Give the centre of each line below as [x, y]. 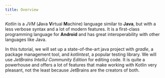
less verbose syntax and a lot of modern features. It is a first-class [72, 29]
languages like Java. [26, 39]
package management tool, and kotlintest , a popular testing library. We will [81, 54]
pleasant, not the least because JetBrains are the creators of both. [72, 70]
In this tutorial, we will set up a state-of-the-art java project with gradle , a [79, 49]
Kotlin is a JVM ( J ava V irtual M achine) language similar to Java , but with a [81, 24]
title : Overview [22, 10]
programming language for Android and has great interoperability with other [82, 34]
